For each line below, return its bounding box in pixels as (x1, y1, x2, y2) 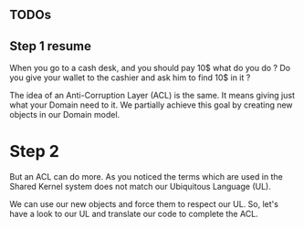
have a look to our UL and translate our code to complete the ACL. (9, 209, 258, 220)
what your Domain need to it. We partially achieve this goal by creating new (9, 99, 294, 110)
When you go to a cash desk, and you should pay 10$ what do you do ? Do (9, 63, 290, 74)
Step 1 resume (9, 38, 92, 54)
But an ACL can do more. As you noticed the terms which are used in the (9, 171, 283, 182)
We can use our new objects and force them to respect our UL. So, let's (9, 199, 278, 210)
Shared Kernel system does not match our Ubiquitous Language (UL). (9, 181, 271, 192)
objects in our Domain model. (9, 109, 121, 120)
